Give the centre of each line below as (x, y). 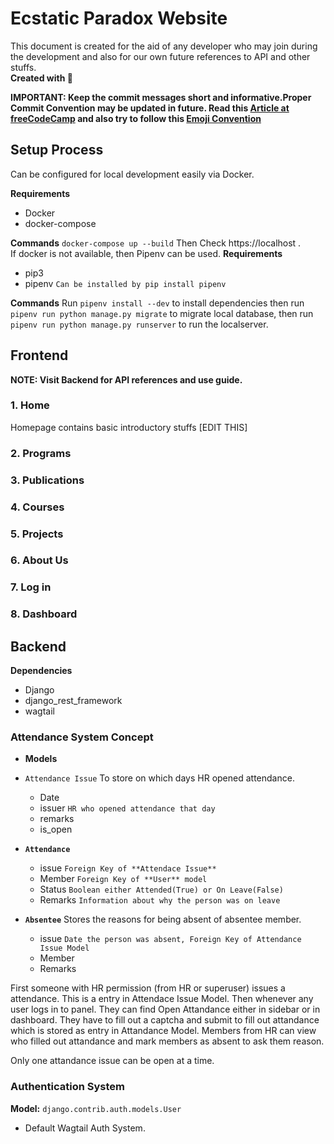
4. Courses (37, 507)
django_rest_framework (73, 701)
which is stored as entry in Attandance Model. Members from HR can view (163, 1031)
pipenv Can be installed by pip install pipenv (125, 283)
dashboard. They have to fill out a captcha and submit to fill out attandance (165, 1020)
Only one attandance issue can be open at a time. (112, 1061)
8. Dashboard (44, 614)
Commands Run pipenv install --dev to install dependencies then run (157, 303)
